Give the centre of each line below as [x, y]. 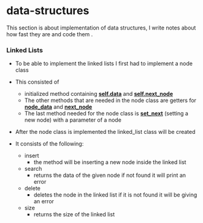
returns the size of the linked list [74, 214]
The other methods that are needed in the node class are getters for [110, 100]
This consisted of [37, 82]
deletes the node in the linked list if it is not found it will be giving [115, 195]
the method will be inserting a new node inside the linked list [110, 162]
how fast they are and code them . [50, 34]
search [33, 169]
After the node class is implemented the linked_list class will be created [105, 132]
